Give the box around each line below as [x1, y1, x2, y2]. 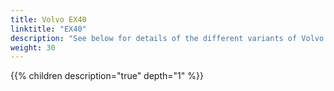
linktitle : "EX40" [10, 24, 87, 34]
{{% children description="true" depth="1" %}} [10, 70, 204, 82]
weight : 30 [10, 42, 56, 53]
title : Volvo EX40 [10, 14, 87, 25]
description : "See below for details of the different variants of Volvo [10, 33, 325, 43]
